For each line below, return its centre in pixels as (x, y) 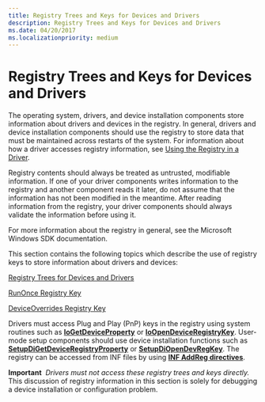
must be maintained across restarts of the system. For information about (126, 141)
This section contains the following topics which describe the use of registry (132, 254)
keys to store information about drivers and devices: (93, 263)
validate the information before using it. (72, 215)
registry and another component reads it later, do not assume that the (121, 190)
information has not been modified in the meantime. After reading (115, 198)
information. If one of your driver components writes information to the (123, 181)
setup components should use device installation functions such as (138, 340)
